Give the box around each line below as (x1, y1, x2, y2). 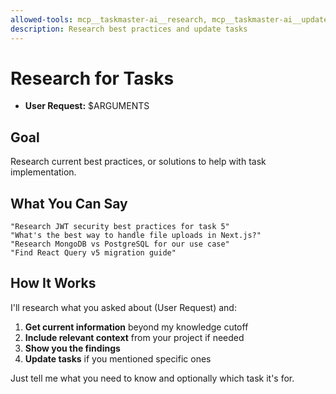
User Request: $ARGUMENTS (24, 100, 150, 112)
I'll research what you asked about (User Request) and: (10, 301, 237, 313)
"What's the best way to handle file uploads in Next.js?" (10, 231, 262, 241)
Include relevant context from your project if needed (24, 331, 245, 343)
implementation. (10, 166, 77, 178)
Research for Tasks (10, 67, 175, 90)
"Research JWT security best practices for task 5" (10, 222, 230, 232)
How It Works (10, 275, 97, 292)
